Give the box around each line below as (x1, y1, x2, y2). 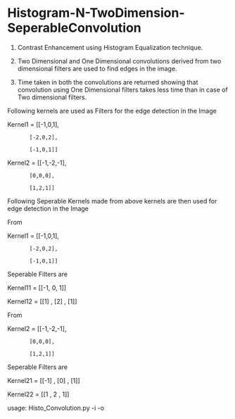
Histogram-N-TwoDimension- (7, 5, 185, 21)
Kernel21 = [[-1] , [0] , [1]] (7, 376, 81, 384)
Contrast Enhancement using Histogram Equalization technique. (17, 43, 203, 51)
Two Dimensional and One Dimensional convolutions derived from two (17, 56, 222, 65)
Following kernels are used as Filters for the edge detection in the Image (7, 106, 217, 115)
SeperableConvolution (7, 20, 142, 36)
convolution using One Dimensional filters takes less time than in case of (17, 85, 229, 94)
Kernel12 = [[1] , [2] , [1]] (7, 297, 77, 306)
